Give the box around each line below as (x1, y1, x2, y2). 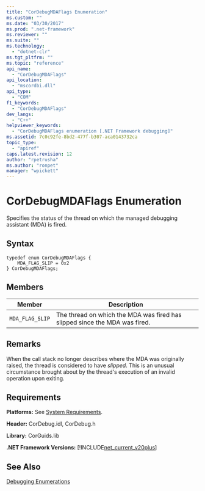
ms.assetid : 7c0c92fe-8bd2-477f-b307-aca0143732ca (6, 134, 138, 140)
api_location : (6, 77, 43, 83)
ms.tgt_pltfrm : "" (6, 54, 53, 60)
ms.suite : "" (6, 37, 40, 43)
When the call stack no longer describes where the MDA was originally (6, 355, 184, 362)
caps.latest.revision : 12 (6, 151, 72, 157)
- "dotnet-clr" (12, 49, 51, 55)
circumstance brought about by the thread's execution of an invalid (6, 368, 175, 376)
